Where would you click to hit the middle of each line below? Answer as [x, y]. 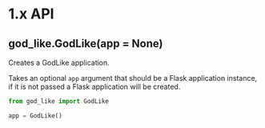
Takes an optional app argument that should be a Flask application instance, [133, 78]
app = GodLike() [35, 116]
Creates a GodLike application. [59, 62]
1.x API [31, 14]
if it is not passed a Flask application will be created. [94, 86]
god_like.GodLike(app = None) [86, 44]
